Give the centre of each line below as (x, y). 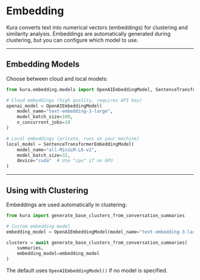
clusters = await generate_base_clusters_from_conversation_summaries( (97, 243)
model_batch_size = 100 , (45, 117)
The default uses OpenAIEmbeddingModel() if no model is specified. (87, 270)
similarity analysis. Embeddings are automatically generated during (88, 33)
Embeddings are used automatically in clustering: (67, 205)
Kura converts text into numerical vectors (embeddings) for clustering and (97, 27)
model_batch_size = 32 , (43, 155)
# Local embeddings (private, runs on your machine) (73, 139)
